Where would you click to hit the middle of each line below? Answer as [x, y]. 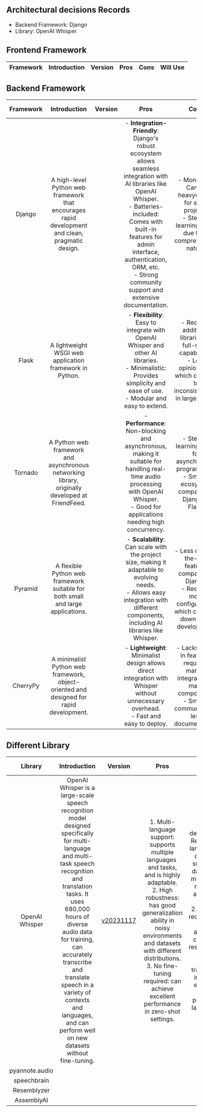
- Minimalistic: [146, 368]
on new [77, 1038]
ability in [163, 920]
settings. [163, 1019]
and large [69, 604]
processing [146, 484]
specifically [77, 834]
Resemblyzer [31, 1090]
